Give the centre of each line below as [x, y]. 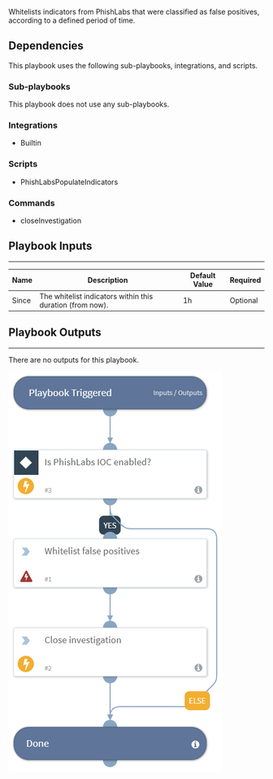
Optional [244, 301]
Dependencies [46, 46]
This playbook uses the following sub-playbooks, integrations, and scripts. [133, 65]
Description [108, 280]
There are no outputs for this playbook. [74, 359]
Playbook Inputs [50, 246]
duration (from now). [74, 305]
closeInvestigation [51, 220]
